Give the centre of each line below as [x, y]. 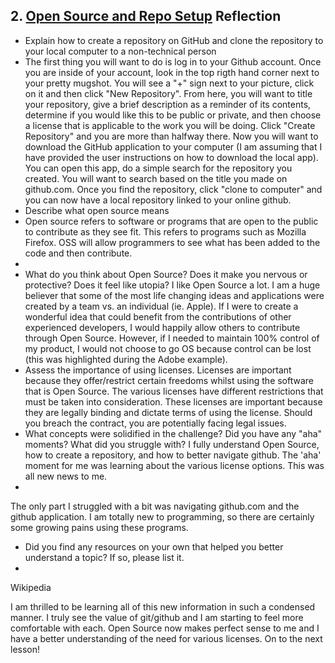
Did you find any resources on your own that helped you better [154, 546]
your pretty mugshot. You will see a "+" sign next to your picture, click [169, 83]
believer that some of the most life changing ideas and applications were [174, 295]
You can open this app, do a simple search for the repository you [158, 168]
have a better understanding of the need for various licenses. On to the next [166, 638]
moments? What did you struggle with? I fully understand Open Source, [172, 444]
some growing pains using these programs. [99, 527]
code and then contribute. [78, 253]
